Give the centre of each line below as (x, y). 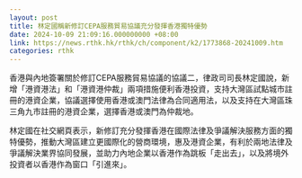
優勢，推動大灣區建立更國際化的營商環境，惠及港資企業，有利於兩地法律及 (155, 142)
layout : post (34, 18)
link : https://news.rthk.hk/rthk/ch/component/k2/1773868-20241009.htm (146, 43)
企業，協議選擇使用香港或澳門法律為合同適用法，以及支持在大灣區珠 (166, 101)
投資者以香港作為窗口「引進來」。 (71, 165)
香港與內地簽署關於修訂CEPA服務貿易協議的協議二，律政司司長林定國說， (146, 78)
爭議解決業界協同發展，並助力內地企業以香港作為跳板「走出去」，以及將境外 (149, 153)
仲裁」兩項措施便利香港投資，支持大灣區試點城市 (194, 89)
